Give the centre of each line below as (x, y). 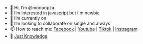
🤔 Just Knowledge (29, 36)
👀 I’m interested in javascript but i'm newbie (55, 13)
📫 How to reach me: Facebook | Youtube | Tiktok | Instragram (74, 29)
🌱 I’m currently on (28, 18)
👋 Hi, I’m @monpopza (32, 8)
